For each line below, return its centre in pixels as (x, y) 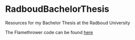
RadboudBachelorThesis (57, 9)
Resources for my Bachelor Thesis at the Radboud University (68, 23)
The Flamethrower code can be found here (49, 32)
